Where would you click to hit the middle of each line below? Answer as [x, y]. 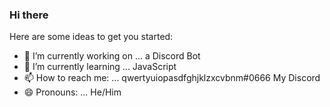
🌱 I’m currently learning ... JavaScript [100, 67]
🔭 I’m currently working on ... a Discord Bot [112, 56]
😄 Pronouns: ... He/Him [72, 92]
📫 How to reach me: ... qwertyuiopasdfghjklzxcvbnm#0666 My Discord [172, 78]
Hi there [29, 15]
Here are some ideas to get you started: [91, 37]
